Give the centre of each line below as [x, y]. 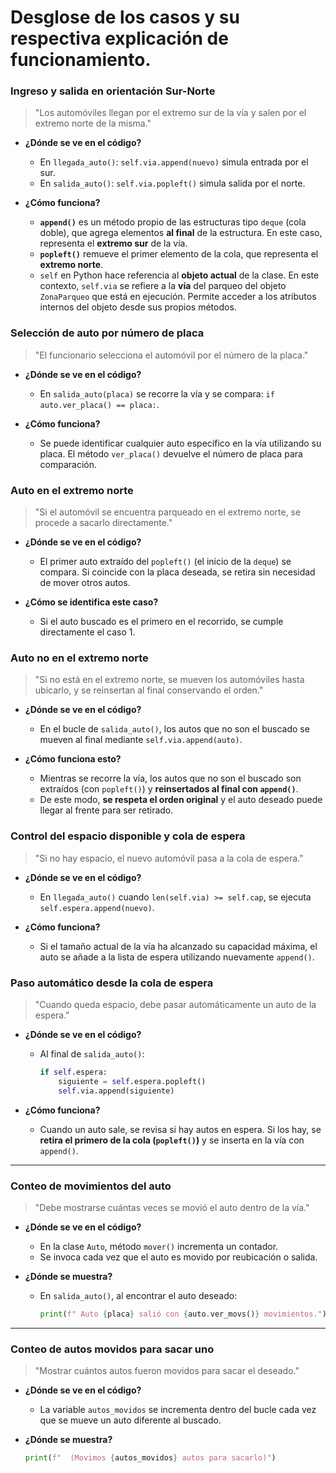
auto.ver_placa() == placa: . [99, 404]
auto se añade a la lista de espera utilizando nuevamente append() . [177, 957]
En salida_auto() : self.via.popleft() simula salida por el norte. [172, 183]
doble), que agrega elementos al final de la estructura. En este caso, [181, 233]
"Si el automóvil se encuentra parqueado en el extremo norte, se [168, 512]
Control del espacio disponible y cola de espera [128, 836]
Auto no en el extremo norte [79, 658]
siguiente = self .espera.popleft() [132, 1081]
